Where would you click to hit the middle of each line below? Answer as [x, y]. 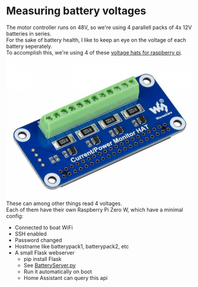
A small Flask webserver [45, 253]
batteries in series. [29, 33]
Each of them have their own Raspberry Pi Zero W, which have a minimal [95, 209]
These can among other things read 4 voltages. [64, 203]
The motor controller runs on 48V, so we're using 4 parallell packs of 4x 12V [99, 27]
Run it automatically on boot [58, 272]
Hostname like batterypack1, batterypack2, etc [72, 246]
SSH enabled [31, 234]
